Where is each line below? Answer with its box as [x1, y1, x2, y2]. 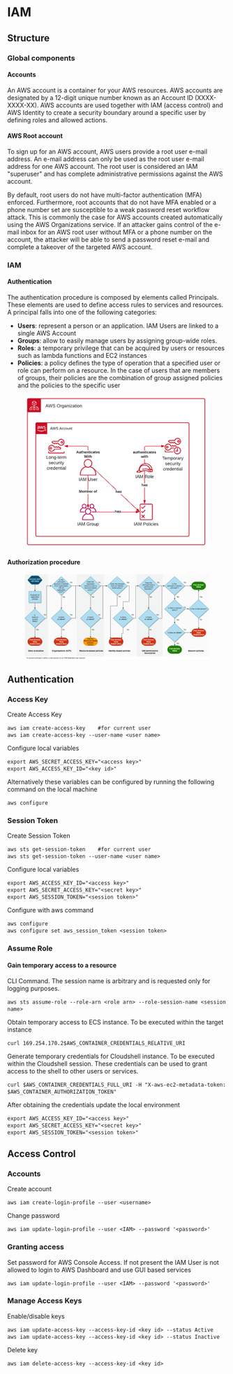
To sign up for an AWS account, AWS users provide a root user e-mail [7, 147, 208, 155]
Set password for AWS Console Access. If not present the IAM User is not [7, 1258, 220, 1266]
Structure [7, 32, 50, 44]
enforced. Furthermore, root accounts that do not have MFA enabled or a [7, 197, 216, 207]
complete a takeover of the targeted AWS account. [7, 242, 153, 251]
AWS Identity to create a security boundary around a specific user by [7, 108, 206, 116]
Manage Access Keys [7, 1296, 82, 1306]
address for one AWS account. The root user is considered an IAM [7, 162, 198, 170]
